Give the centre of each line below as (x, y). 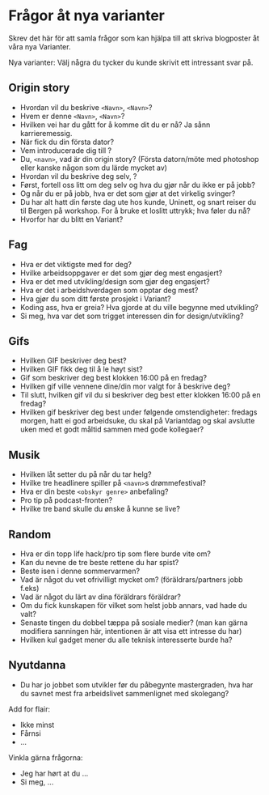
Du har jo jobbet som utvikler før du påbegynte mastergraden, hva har (137, 684)
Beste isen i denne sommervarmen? (80, 571)
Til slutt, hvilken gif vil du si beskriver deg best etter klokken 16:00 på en (140, 395)
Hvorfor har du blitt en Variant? (71, 219)
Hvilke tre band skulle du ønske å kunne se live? (100, 509)
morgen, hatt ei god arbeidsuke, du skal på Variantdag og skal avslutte (137, 421)
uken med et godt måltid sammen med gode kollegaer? (112, 429)
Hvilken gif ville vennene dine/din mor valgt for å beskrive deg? (125, 386)
